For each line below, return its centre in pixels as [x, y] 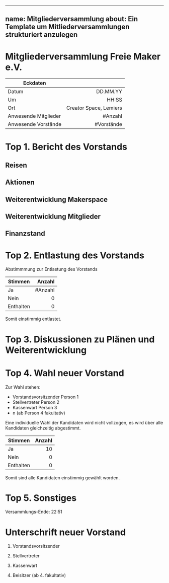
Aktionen [20, 183]
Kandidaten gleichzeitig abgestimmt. [43, 428]
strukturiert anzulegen [41, 35]
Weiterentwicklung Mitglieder [53, 217]
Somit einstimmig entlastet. [33, 319]
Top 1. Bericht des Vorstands [66, 147]
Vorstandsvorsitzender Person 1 [46, 397]
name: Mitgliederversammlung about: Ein [72, 19]
